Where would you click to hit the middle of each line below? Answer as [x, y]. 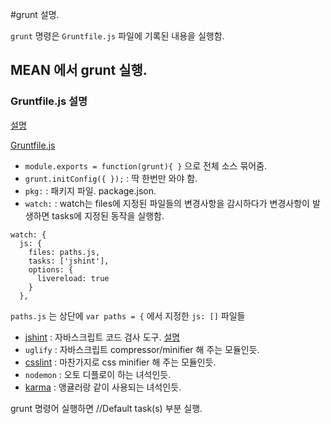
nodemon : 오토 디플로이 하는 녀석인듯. [98, 374]
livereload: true [73, 278]
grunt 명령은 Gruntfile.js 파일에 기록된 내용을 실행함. [117, 36]
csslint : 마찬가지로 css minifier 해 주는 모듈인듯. [120, 362]
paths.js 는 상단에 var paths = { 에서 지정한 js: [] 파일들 [128, 315]
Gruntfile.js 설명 [49, 101]
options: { [51, 269]
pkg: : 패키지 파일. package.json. [90, 190]
